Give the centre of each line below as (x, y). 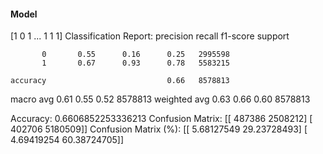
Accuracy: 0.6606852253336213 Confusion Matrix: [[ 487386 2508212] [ (161, 119)
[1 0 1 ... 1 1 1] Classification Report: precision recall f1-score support (150, 36)
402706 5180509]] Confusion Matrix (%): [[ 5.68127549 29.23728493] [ (159, 129)
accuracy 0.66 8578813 (120, 81)
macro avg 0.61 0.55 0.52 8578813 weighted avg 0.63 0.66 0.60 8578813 (160, 99)
